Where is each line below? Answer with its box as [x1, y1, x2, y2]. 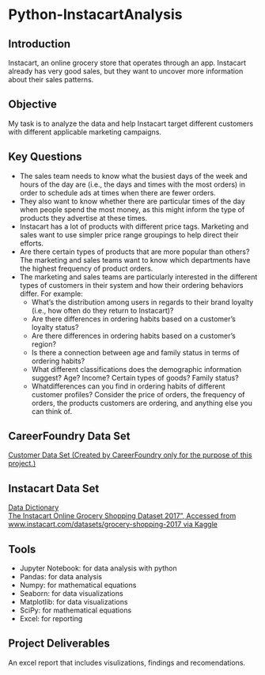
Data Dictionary [8, 502, 59, 512]
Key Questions [8, 150, 82, 164]
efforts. [19, 238, 44, 248]
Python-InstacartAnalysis [8, 6, 184, 24]
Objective [8, 97, 58, 112]
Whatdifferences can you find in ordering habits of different [31, 381, 225, 391]
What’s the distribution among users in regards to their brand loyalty [31, 297, 254, 306]
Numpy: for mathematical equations [19, 580, 137, 590]
